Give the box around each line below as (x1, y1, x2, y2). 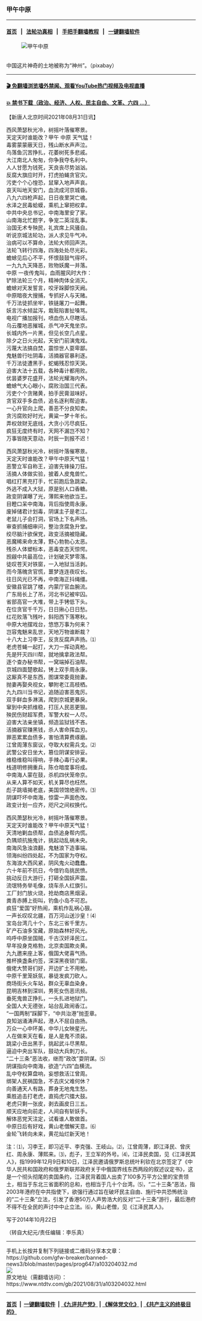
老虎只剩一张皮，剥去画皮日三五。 (6, 1100, 91, 1107)
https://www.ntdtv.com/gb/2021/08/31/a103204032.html (6, 1281, 147, 1288)
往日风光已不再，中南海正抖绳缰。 (6, 576, 91, 583)
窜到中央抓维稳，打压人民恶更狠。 (6, 703, 91, 711)
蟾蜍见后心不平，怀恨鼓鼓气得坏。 (6, 254, 91, 261)
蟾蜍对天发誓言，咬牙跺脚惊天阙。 (6, 284, 91, 291)
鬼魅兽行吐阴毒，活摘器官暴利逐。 (6, 352, 91, 359)
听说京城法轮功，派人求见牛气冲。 (6, 232, 91, 239)
